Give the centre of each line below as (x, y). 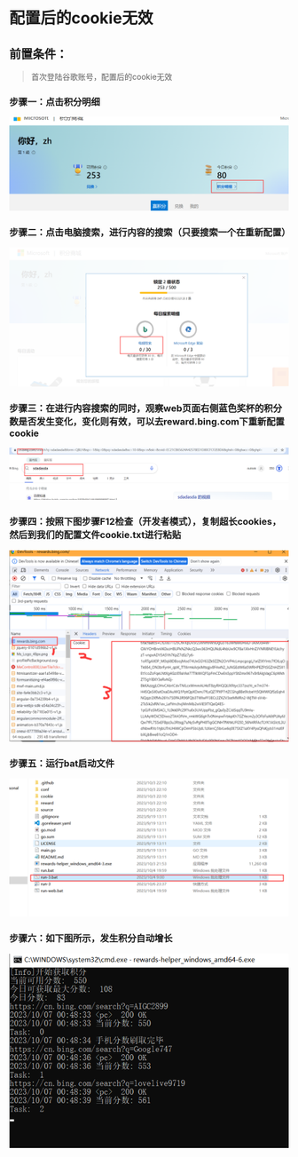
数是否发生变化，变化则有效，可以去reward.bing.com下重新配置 (147, 421)
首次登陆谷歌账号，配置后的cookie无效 (102, 77)
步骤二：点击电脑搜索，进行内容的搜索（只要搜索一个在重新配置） (150, 233)
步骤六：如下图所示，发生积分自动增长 (91, 939)
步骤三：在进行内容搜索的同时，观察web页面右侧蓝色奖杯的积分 (145, 408)
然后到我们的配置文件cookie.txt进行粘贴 (95, 535)
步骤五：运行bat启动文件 (62, 763)
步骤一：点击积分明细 (55, 101)
